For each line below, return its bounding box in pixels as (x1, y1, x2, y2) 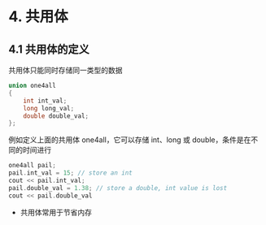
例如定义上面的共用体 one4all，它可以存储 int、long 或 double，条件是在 (8, 135, 251, 145)
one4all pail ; (8, 162, 57, 170)
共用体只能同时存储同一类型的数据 (8, 66, 123, 75)
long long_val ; (23, 104, 75, 112)
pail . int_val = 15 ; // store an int (8, 169, 133, 177)
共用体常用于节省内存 (20, 207, 92, 217)
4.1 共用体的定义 (8, 42, 89, 56)
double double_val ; (23, 111, 89, 120)
